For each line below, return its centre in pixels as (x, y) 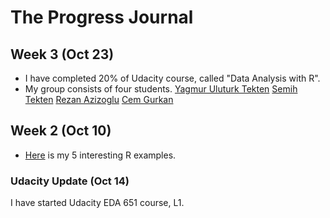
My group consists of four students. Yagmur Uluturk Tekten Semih (161, 89)
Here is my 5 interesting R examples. (100, 155)
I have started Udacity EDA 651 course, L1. (97, 203)
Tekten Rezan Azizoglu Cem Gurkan (99, 99)
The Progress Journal (102, 17)
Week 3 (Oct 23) (62, 54)
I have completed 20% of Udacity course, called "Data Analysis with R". (172, 78)
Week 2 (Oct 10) (61, 131)
